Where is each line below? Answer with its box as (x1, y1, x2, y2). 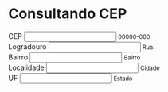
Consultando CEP (8, 5, 127, 23)
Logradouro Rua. (8, 41, 155, 52)
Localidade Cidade (8, 63, 161, 72)
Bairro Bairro (8, 52, 141, 62)
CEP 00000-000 (8, 31, 150, 40)
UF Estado (8, 73, 133, 82)
